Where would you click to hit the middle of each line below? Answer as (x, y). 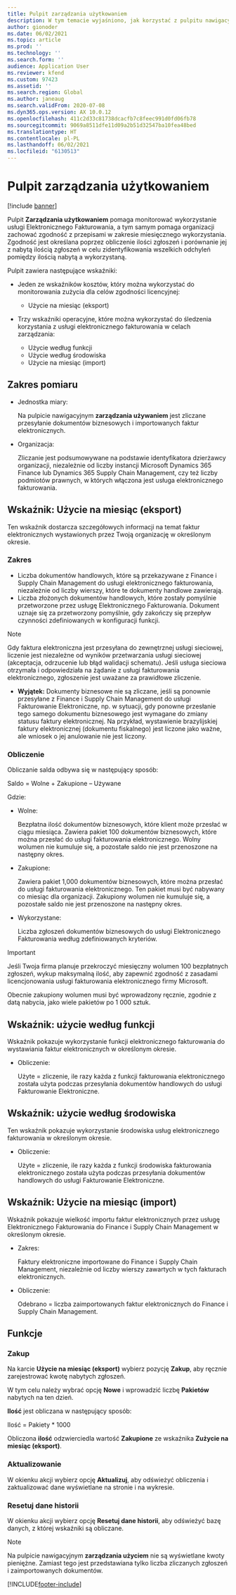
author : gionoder (33, 27)
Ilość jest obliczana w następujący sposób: (70, 1411)
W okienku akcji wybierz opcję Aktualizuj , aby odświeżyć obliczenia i (108, 1479)
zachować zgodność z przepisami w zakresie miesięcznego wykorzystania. (117, 234)
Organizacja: (36, 444)
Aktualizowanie (34, 1465)
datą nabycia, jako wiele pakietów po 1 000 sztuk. (79, 1002)
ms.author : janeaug (36, 99)
